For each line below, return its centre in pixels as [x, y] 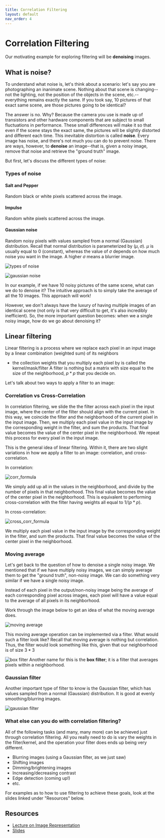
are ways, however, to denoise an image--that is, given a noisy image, [76, 146]
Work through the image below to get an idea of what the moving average [80, 610]
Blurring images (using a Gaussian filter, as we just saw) [69, 757]
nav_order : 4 [18, 19]
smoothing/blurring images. [33, 699]
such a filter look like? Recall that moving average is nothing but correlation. [82, 640]
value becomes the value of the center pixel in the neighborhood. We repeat [82, 433]
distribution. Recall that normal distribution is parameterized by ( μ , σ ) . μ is [79, 246]
